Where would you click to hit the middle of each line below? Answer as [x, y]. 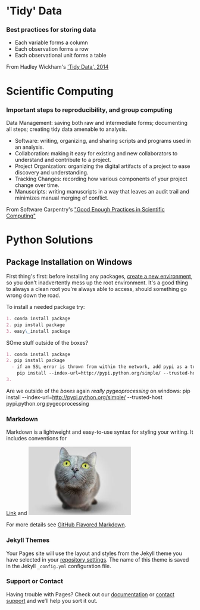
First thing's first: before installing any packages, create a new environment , [99, 276]
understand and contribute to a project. [63, 160]
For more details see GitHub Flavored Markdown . [66, 525]
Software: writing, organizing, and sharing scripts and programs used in [103, 140]
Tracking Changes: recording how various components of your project [101, 179]
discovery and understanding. [51, 172]
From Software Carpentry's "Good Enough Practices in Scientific [85, 209]
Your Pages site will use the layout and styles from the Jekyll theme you [94, 553]
